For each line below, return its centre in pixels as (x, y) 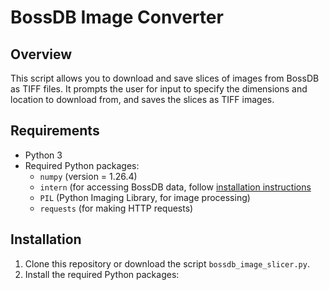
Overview (41, 54)
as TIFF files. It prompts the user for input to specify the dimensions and (159, 89)
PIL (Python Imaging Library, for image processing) (145, 197)
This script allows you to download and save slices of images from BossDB (165, 78)
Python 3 (43, 155)
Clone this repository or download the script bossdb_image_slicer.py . (167, 263)
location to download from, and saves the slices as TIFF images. (142, 99)
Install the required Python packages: (102, 274)
